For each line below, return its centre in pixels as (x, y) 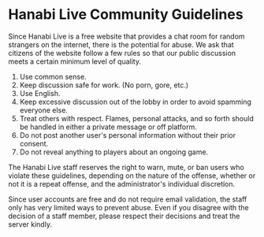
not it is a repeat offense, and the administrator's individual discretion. (122, 183)
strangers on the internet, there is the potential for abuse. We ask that (121, 44)
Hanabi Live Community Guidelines (126, 15)
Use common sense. (53, 76)
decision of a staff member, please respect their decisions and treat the (124, 216)
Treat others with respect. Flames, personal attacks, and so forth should (136, 118)
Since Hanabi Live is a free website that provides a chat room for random (127, 36)
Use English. (40, 93)
